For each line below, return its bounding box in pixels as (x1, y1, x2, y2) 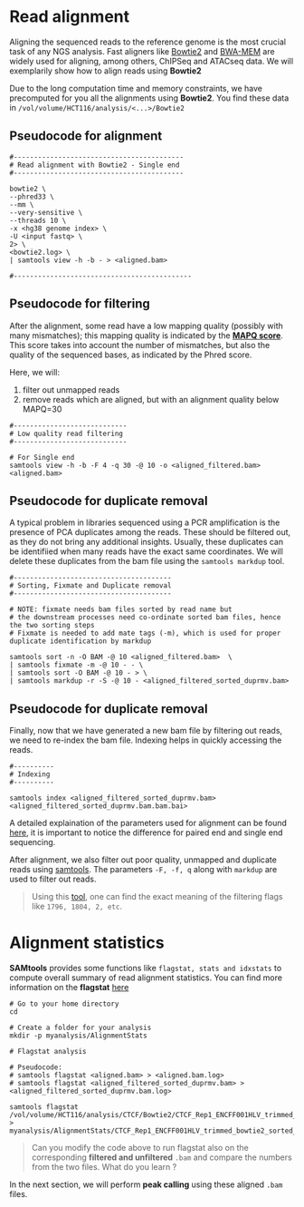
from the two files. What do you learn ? (31, 1162, 177, 1173)
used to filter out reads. (9, 873, 97, 885)
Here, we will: (9, 366, 61, 377)
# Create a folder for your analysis (9, 1023, 152, 1033)
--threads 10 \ (9, 216, 67, 225)
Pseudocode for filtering (9, 297, 151, 312)
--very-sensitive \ (9, 208, 83, 217)
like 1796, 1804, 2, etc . (31, 900, 122, 912)
